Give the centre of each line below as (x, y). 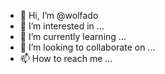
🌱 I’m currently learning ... (73, 36)
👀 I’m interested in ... (62, 26)
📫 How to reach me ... (66, 58)
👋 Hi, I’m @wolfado (59, 15)
